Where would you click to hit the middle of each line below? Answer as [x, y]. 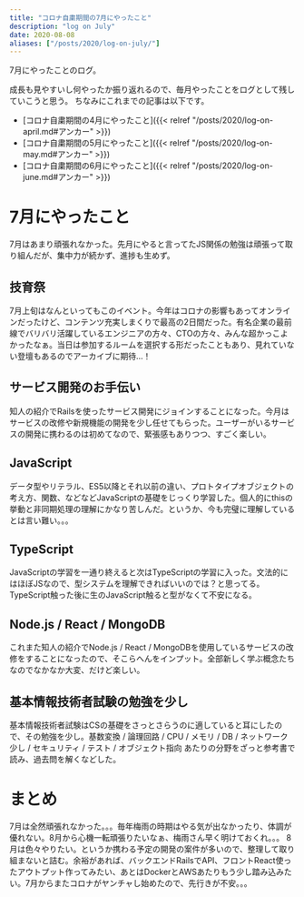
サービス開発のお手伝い [75, 388]
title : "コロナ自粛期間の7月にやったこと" [80, 18]
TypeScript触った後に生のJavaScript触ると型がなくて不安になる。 [133, 595]
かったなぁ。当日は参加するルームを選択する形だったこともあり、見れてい [148, 345]
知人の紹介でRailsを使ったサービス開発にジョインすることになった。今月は [149, 411]
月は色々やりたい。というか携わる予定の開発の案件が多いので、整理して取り [152, 849]
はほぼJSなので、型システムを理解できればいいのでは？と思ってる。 [137, 584]
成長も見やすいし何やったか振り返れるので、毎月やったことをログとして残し [152, 90]
